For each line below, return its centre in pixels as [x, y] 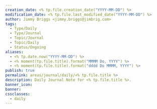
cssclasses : [18, 94]
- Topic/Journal [27, 38]
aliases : [14, 52]
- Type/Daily [23, 29]
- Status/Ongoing [28, 47]
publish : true [20, 71]
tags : [11, 24]
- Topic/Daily [24, 43]
